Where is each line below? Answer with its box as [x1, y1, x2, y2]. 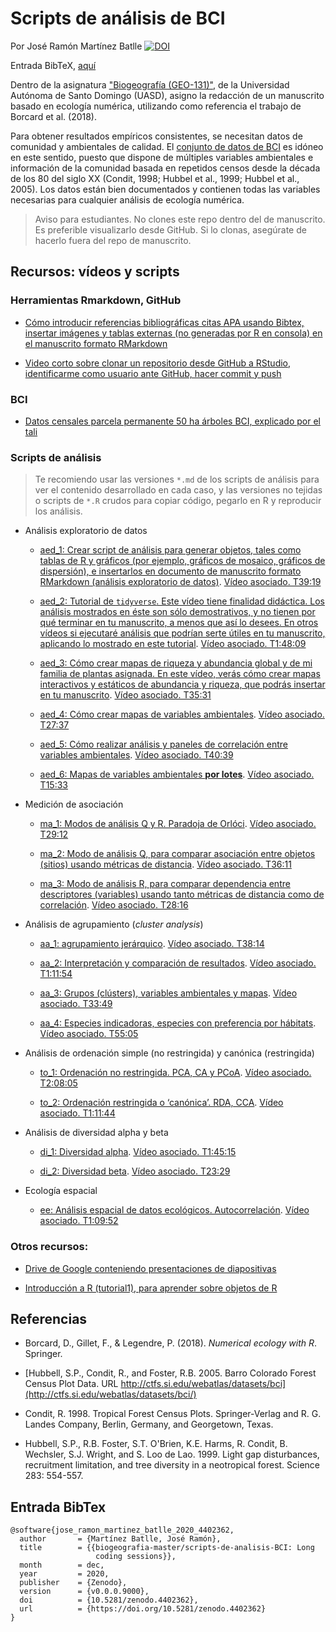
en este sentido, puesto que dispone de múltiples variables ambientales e [10, 151, 314, 163]
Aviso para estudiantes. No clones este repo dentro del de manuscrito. [34, 213, 326, 225]
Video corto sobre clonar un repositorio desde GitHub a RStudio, [24, 357, 292, 369]
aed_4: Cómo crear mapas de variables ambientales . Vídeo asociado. [39, 708, 325, 721]
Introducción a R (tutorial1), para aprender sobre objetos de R [24, 1282, 278, 1294]
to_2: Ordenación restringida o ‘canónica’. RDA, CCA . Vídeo [39, 1097, 284, 1109]
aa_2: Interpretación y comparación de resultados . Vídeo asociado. [39, 957, 317, 969]
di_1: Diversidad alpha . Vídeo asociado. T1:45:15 [39, 1146, 237, 1158]
